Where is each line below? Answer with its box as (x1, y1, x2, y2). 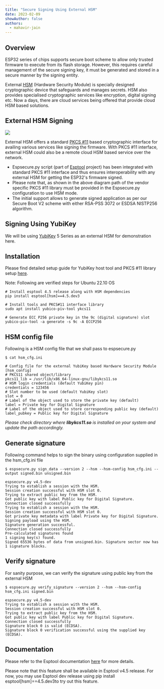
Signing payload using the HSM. (5, 518, 71, 523)
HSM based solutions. (5, 102, 50, 108)
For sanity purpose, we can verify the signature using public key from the (5, 570, 153, 576)
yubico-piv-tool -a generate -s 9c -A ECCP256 (5, 320, 102, 324)
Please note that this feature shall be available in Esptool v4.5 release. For (5, 667, 154, 674)
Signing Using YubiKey (5, 220, 77, 228)
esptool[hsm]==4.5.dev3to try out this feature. (5, 678, 99, 684)
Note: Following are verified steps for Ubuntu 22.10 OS (5, 280, 115, 286)
